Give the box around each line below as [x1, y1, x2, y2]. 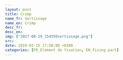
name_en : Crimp [5, 20, 36, 26]
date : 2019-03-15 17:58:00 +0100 [5, 43, 73, 48]
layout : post [5, 7, 32, 12]
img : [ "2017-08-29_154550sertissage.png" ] [5, 34, 93, 39]
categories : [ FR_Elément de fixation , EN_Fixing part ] [5, 47, 119, 52]
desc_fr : [5, 25, 23, 30]
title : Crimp [5, 12, 32, 16]
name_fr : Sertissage [5, 16, 47, 21]
